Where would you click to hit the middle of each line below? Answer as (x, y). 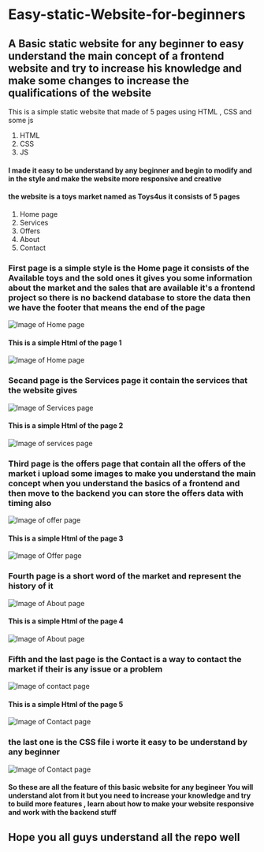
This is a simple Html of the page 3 (66, 538)
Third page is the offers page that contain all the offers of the (127, 463)
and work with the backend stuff (62, 813)
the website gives (43, 390)
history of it (31, 586)
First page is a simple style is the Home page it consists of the (129, 268)
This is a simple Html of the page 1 (65, 342)
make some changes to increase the (99, 80)
